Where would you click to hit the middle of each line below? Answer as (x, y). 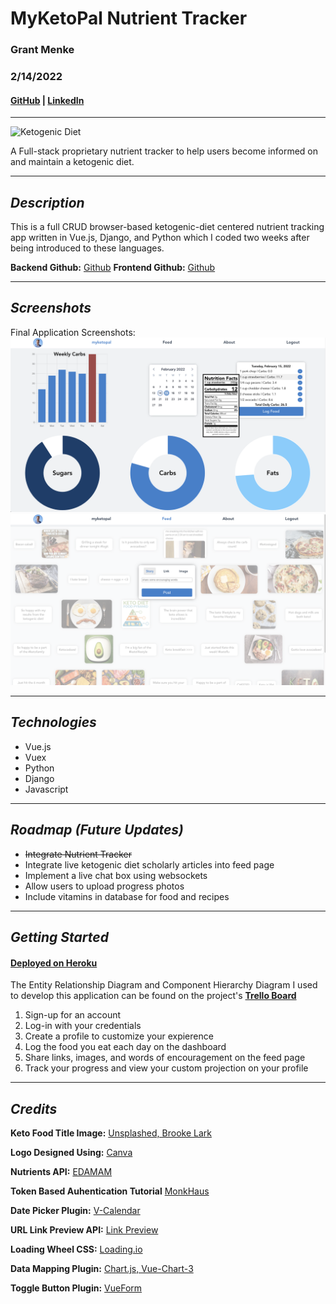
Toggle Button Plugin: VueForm (76, 1288)
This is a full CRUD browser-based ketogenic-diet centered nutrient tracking (167, 227)
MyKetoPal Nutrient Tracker (129, 18)
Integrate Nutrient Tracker (78, 854)
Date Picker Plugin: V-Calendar (75, 1211)
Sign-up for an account (73, 1015)
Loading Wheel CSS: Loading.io (76, 1249)
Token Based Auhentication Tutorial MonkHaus (110, 1191)
